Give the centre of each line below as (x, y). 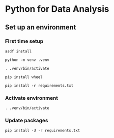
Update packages (27, 120)
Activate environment (31, 98)
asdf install (18, 51)
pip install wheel (24, 77)
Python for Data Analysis (57, 9)
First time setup (24, 41)
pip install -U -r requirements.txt (43, 131)
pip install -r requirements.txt (39, 85)
